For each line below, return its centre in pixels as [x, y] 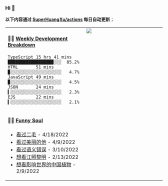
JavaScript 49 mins [31, 77]
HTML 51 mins [31, 67]
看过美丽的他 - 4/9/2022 [46, 142]
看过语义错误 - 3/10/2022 [47, 149]
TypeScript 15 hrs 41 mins [40, 57]
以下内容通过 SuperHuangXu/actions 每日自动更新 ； [60, 19]
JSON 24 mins [31, 87]
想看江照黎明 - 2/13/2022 [47, 157]
